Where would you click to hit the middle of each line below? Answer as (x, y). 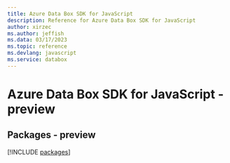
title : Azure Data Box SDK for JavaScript (70, 14)
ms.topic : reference (38, 46)
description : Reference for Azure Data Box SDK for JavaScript (102, 20)
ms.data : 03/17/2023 (38, 40)
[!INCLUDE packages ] (39, 152)
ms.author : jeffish (36, 33)
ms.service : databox (38, 60)
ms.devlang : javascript (42, 53)
